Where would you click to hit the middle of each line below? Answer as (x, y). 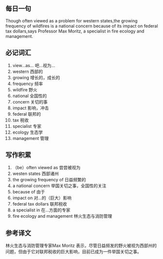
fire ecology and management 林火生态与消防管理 (62, 216)
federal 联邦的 (26, 114)
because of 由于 (29, 192)
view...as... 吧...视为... (34, 65)
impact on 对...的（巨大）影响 (42, 198)
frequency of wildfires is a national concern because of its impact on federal (82, 26)
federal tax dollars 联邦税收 (40, 204)
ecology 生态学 (28, 132)
